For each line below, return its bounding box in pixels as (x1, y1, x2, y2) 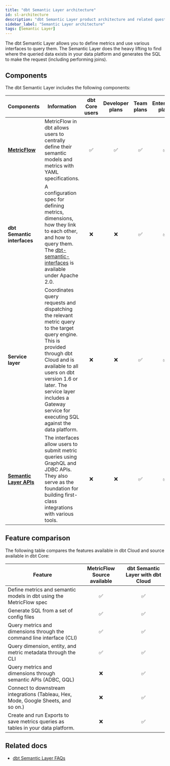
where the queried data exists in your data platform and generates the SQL (5, 51, 161, 57)
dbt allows (45, 124, 69, 131)
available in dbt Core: (5, 552, 50, 559)
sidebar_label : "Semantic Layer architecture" (5, 21, 105, 27)
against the (45, 420, 71, 427)
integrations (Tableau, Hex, (8, 690, 72, 698)
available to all (45, 362, 78, 369)
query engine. (45, 331, 78, 338)
